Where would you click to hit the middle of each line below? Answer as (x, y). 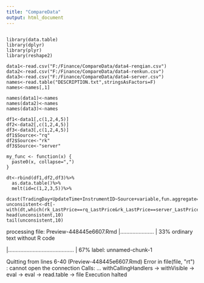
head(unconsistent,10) (35, 215)
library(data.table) (32, 39)
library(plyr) (24, 50)
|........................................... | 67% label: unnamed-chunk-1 (80, 250)
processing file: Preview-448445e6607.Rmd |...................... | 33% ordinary (100, 231)
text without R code (31, 238)
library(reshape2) (29, 55)
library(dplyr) (25, 45)
